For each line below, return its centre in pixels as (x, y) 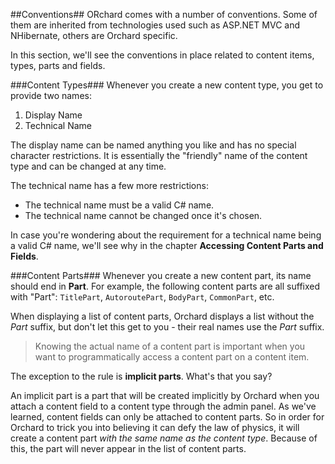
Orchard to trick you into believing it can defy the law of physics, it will (155, 427)
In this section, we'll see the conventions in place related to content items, (162, 55)
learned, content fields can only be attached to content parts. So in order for (167, 417)
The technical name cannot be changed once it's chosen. (143, 215)
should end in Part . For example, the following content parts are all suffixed (165, 286)
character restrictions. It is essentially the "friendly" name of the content (159, 155)
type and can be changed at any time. (88, 166)
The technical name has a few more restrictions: (109, 185)
